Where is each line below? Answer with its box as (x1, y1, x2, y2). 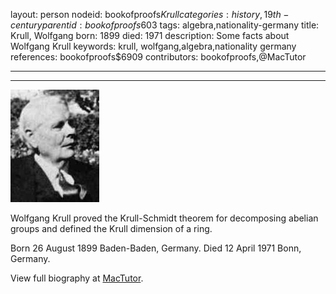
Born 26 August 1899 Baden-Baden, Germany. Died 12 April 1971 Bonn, (10, 242, 302, 254)
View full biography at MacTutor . (10, 272, 144, 284)
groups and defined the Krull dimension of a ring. (10, 223, 213, 234)
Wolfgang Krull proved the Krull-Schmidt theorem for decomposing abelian (10, 212, 319, 224)
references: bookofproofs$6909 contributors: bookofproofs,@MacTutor (10, 51, 307, 63)
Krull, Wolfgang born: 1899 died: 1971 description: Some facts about (10, 30, 290, 41)
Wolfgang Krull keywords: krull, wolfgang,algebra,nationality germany (10, 40, 297, 52)
